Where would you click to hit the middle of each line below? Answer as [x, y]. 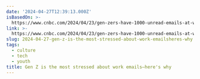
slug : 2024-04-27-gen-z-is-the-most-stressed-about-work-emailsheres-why [100, 39]
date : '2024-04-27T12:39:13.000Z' [49, 12]
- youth [21, 61]
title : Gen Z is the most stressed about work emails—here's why [89, 67]
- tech [20, 56]
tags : [13, 45]
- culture [24, 50]
